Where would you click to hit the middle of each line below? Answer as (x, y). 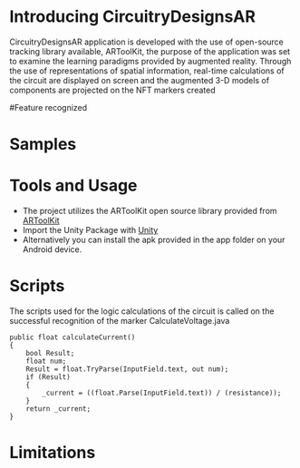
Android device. (52, 249)
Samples (43, 145)
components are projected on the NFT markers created (112, 90)
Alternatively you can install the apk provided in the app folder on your (154, 240)
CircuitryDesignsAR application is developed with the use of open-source (146, 42)
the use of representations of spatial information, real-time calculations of (147, 71)
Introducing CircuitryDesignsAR (133, 17)
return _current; (58, 409)
